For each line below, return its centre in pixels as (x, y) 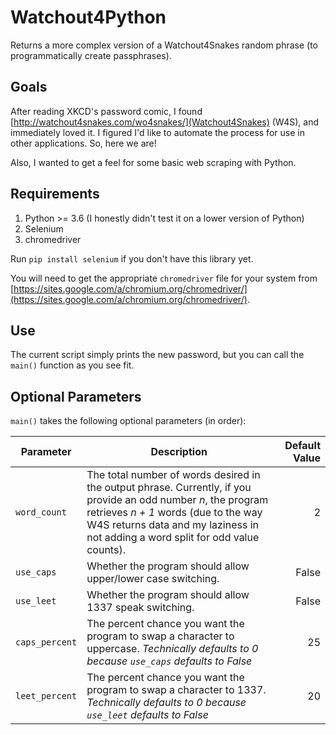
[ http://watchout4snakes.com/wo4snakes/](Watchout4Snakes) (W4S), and (164, 122)
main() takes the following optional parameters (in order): (128, 421)
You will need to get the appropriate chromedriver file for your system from (164, 278)
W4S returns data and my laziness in (173, 525)
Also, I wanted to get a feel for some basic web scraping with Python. (153, 162)
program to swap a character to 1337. (176, 690)
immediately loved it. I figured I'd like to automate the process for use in (157, 132)
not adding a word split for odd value (173, 538)
